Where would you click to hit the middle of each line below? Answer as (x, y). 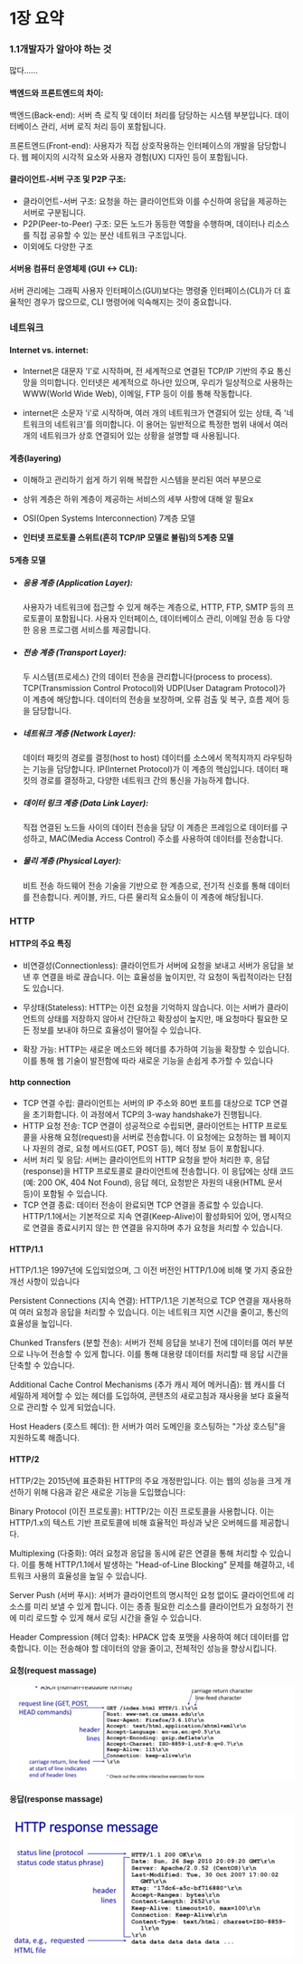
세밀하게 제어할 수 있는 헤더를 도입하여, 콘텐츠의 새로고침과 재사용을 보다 (137, 1396)
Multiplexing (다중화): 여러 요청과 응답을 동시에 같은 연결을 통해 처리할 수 (138, 1553)
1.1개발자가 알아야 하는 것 (61, 49)
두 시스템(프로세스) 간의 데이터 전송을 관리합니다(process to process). (147, 677)
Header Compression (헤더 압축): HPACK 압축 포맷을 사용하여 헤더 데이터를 (145, 1637)
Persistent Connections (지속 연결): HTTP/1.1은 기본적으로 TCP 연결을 (135, 1301)
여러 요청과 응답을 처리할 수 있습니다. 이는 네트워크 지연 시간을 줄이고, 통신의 (154, 1312)
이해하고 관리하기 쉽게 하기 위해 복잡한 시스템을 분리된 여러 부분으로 (142, 480)
